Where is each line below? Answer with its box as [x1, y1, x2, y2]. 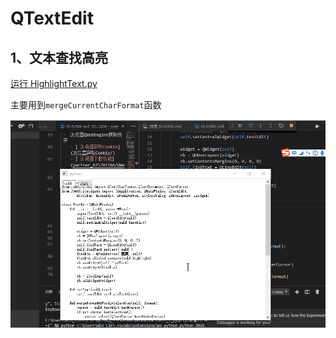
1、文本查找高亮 [10, 49, 109, 66]
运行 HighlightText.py [10, 78, 98, 89]
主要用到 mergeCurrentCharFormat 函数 [10, 99, 162, 111]
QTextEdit [10, 7, 94, 30]
